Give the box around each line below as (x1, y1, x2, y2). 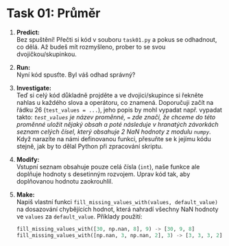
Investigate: (16, 84, 52, 92)
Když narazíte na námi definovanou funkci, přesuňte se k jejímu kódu (16, 134, 212, 143)
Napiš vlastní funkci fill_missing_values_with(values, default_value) (16, 197, 219, 206)
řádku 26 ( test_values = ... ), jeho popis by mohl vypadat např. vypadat (16, 106, 222, 114)
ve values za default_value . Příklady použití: (16, 212, 143, 221)
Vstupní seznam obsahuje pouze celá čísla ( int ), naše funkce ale (16, 162, 200, 171)
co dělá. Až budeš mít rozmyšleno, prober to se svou (16, 42, 166, 51)
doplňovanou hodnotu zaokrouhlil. (16, 177, 114, 185)
